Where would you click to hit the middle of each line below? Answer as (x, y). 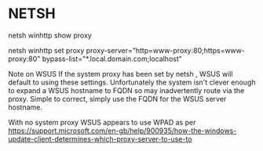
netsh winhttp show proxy (50, 35)
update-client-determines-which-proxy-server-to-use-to (100, 138)
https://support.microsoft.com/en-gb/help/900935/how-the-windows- (122, 131)
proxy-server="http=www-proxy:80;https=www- (166, 50)
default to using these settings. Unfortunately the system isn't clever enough (132, 82)
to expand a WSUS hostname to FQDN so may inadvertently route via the (126, 90)
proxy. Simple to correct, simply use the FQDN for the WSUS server (117, 99)
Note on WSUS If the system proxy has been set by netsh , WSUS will (121, 74)
